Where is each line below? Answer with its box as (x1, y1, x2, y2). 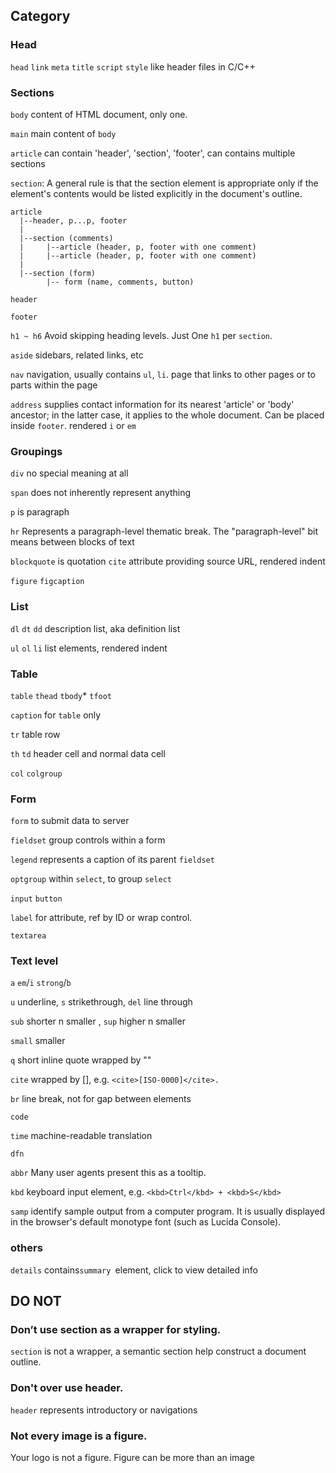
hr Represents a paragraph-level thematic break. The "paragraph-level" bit (10, 525, 319, 538)
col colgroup (10, 769, 63, 779)
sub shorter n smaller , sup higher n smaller (10, 1015, 186, 1028)
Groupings (10, 444, 63, 458)
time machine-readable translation (10, 1130, 153, 1142)
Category (10, 8, 71, 25)
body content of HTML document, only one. (10, 108, 188, 120)
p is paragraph (10, 506, 70, 518)
